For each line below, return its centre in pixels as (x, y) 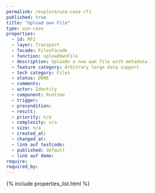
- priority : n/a (31, 117)
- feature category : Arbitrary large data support (75, 67)
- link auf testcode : (38, 144)
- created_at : (29, 134)
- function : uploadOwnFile (45, 56)
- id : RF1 (23, 39)
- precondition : (31, 106)
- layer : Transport (36, 45)
